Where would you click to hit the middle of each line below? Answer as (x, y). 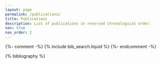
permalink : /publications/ (33, 14)
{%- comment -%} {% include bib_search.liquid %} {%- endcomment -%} (81, 47)
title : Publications (27, 19)
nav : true (15, 28)
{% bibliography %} (25, 56)
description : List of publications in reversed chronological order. (79, 23)
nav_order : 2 (19, 32)
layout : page (19, 10)
